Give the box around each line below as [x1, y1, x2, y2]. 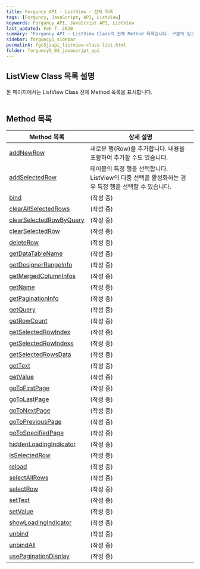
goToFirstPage [9, 384, 50, 392]
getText [9, 362, 31, 370]
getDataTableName [9, 249, 63, 258]
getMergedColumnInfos [9, 272, 76, 280]
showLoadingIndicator [9, 518, 72, 527]
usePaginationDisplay [9, 552, 70, 561]
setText [9, 496, 30, 504]
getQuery [9, 305, 36, 314]
